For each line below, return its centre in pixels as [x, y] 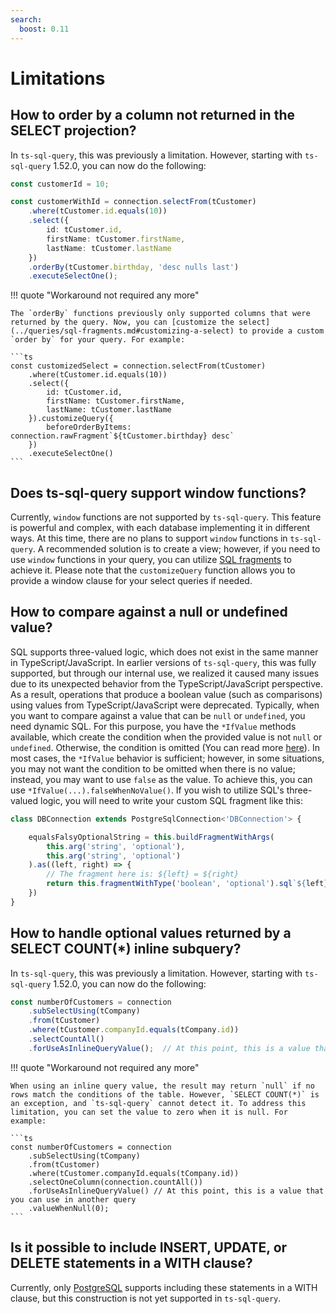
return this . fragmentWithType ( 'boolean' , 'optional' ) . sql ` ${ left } [187, 884]
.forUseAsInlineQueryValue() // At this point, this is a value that [176, 1191]
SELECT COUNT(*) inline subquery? [126, 949]
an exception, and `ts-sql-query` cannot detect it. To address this [158, 1103]
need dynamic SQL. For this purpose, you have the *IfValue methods [153, 726]
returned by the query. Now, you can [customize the [122, 322]
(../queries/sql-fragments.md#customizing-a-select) [122, 331]
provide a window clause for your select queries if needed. [131, 581]
